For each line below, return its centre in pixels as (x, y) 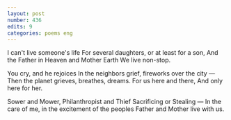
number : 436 (24, 20)
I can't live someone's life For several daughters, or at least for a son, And (113, 53)
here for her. (25, 88)
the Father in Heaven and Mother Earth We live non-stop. (89, 60)
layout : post (26, 14)
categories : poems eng (40, 33)
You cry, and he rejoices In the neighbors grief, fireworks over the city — (111, 74)
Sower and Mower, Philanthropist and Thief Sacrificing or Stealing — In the (114, 102)
